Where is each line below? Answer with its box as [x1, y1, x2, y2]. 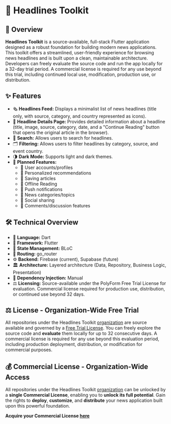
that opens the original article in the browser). [12, 129, 109, 136]
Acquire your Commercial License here [5, 413, 90, 419]
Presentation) [12, 269, 42, 275]
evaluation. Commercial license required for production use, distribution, [12, 285, 165, 292]
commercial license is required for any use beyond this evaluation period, [5, 336, 160, 342]
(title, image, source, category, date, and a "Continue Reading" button [12, 124, 160, 130]
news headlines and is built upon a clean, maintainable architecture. [5, 55, 148, 61]
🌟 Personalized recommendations [20, 169, 91, 176]
